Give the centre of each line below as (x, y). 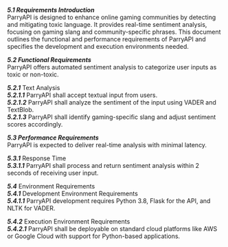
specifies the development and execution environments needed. (98, 46)
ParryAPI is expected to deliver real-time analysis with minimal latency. (107, 145)
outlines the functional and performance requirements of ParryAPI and (106, 39)
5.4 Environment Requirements (51, 186)
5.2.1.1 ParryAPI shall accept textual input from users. (82, 95)
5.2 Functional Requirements (49, 60)
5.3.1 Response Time (37, 158)
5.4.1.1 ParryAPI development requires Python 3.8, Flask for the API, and (109, 201)
